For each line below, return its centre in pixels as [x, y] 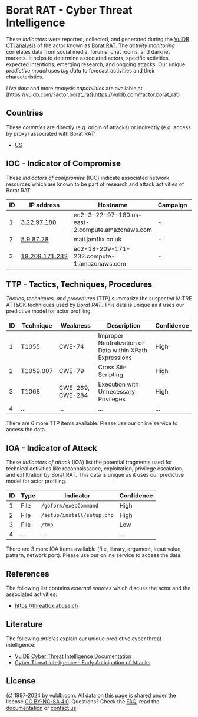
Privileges [112, 399]
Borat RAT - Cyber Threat [69, 10]
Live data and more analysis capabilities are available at [74, 88]
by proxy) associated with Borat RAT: [51, 133]
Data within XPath [123, 351]
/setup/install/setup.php [77, 515]
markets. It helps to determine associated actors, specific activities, [88, 58]
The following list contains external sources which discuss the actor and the [98, 588]
